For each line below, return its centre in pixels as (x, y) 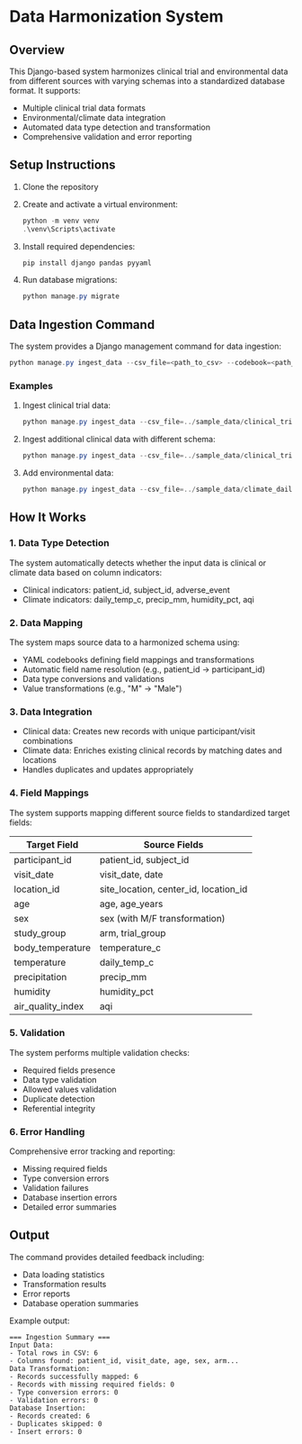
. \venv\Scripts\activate (69, 229)
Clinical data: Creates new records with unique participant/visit (139, 731)
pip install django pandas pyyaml (87, 263)
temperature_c (130, 948)
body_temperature (53, 948)
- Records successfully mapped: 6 (74, 1376)
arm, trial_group (133, 932)
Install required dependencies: (79, 246)
